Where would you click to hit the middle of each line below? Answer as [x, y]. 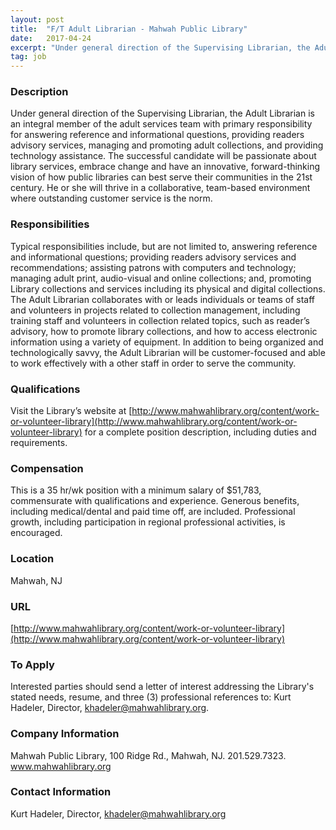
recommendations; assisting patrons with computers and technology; [153, 267]
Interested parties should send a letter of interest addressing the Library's [162, 687]
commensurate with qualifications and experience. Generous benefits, [155, 501]
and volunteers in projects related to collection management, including [155, 310]
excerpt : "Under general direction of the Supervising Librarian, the [160, 47]
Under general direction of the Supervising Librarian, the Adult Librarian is [162, 113]
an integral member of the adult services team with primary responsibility [161, 124]
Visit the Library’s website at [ [71, 411]
